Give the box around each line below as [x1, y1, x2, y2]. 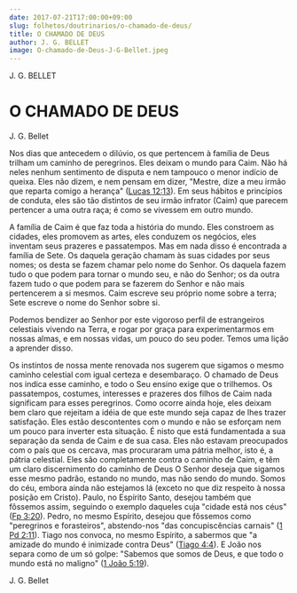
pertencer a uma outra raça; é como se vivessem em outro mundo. [9, 205, 254, 216]
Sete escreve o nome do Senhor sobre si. [9, 297, 160, 308]
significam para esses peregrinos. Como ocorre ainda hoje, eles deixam [9, 398, 272, 408]
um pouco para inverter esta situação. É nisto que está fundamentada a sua [9, 426, 286, 437]
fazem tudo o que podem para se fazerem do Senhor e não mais [9, 279, 246, 289]
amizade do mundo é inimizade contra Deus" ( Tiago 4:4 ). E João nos [9, 539, 262, 550]
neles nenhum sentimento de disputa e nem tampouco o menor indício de [9, 167, 279, 178]
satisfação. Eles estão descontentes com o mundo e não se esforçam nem [9, 416, 282, 427]
